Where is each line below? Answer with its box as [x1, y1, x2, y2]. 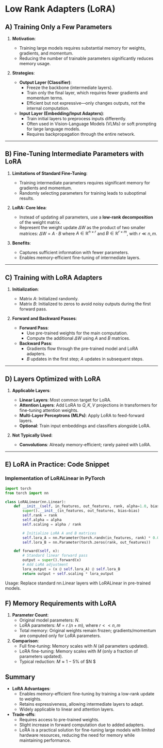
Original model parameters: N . [19, 617, 80, 623]
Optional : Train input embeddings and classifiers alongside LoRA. [19, 423, 151, 429]
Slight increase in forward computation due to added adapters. [19, 722, 145, 728]
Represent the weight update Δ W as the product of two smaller [19, 224, 146, 230]
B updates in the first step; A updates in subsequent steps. [26, 356, 144, 362]
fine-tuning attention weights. [19, 407, 79, 413]
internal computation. [26, 106, 69, 111]
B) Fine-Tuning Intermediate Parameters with [5, 150, 144, 158]
